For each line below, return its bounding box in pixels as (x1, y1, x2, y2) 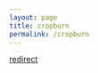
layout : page (9, 12, 58, 22)
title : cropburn (9, 21, 69, 30)
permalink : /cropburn (9, 29, 90, 38)
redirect (9, 54, 38, 65)
